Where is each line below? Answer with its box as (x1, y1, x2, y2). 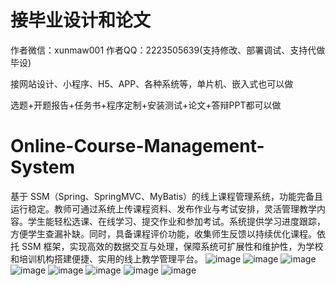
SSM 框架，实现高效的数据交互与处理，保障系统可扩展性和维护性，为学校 (21, 240, 324, 252)
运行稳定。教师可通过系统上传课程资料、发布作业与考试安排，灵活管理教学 (10, 202, 317, 215)
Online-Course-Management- (10, 135, 265, 158)
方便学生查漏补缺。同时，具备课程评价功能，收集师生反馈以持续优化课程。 (10, 227, 317, 240)
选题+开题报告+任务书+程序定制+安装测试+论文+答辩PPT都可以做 (10, 99, 282, 111)
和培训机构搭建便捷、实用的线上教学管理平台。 (10, 252, 203, 265)
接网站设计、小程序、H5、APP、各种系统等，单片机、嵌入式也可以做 (10, 77, 294, 90)
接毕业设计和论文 (10, 9, 152, 32)
